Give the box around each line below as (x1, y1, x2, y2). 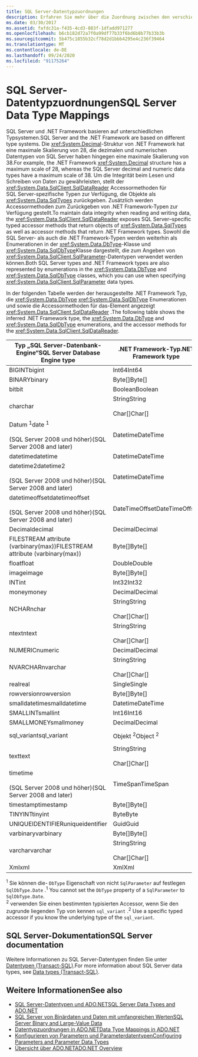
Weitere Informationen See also (6, 985, 123, 995)
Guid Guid (113, 820, 140, 828)
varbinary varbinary (9, 829, 62, 838)
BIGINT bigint (9, 366, 45, 375)
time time (9, 769, 34, 777)
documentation (6, 940, 64, 950)
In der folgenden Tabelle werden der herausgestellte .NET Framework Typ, (6, 290, 187, 297)
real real (9, 679, 31, 688)
